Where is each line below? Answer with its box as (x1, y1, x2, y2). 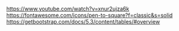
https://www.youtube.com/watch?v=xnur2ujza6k (6, 5, 130, 12)
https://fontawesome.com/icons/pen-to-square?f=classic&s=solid (6, 12, 173, 19)
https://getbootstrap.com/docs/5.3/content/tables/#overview (6, 18, 160, 25)
